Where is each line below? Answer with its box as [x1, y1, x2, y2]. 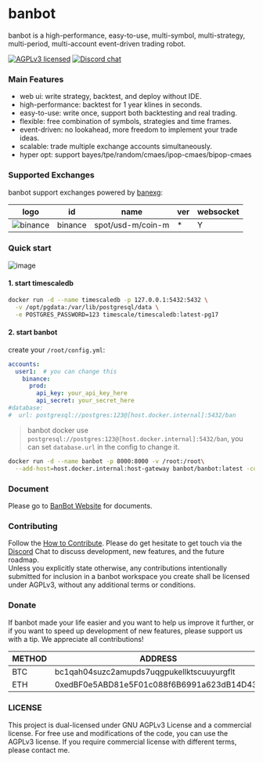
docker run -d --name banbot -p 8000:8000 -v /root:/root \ [8, 457, 205, 465]
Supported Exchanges [8, 170, 95, 180]
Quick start [8, 242, 52, 253]
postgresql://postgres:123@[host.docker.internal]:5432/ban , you [27, 433, 244, 443]
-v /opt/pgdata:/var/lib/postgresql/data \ [15, 303, 159, 311]
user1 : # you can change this [15, 367, 117, 375]
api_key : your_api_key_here [36, 389, 128, 397]
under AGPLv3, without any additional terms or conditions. [8, 580, 196, 589]
